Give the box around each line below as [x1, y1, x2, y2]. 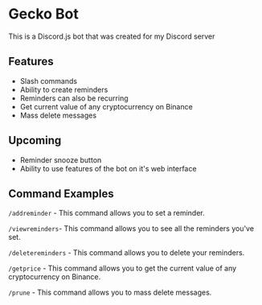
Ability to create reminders [19, 84, 108, 94]
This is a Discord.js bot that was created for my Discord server [8, 31, 215, 41]
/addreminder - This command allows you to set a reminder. [8, 208, 205, 218]
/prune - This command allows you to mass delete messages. [8, 287, 212, 298]
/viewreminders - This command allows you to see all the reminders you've [8, 224, 255, 233]
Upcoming [8, 134, 62, 147]
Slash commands [19, 76, 78, 85]
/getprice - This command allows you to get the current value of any [8, 263, 237, 274]
